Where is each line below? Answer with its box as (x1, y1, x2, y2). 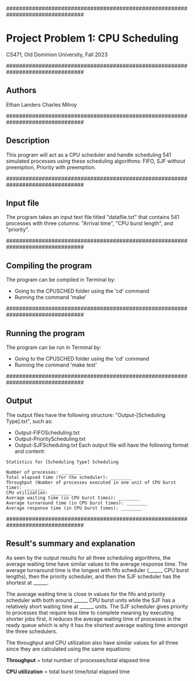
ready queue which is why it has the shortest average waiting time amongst (6, 621, 188, 628)
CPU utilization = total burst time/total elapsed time (6, 668, 130, 675)
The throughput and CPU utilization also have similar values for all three (6, 639, 179, 646)
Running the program (6, 328, 85, 338)
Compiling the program (6, 261, 92, 271)
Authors (6, 85, 37, 95)
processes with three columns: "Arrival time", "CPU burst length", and (6, 220, 173, 227)
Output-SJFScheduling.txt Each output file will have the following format (14, 442, 189, 449)
